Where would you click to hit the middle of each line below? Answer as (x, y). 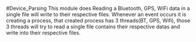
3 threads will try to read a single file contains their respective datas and (93, 26)
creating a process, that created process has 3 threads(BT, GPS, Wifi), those (98, 20)
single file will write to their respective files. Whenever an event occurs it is (96, 14)
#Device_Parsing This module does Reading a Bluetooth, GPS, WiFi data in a (98, 8)
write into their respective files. (43, 33)
